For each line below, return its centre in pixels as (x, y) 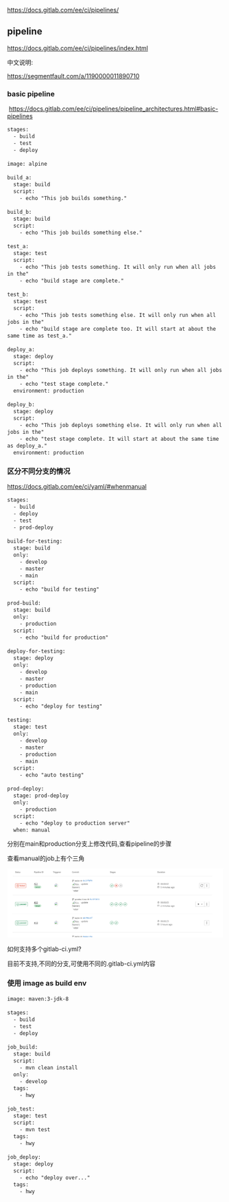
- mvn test (35, 1129)
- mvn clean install (49, 1068)
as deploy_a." (27, 446)
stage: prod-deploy (41, 796)
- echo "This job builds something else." (81, 233)
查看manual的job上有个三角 (46, 858)
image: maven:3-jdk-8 (38, 999)
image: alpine (27, 164)
